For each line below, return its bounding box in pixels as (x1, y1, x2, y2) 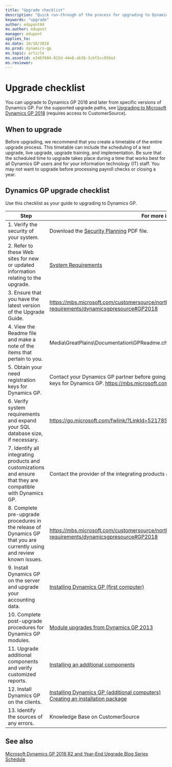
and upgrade (8, 583, 39, 590)
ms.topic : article (5, 50, 45, 56)
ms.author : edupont (5, 27, 47, 32)
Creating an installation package (49, 695, 127, 702)
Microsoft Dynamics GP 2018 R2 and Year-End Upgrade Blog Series (5, 751, 148, 757)
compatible (8, 483, 35, 490)
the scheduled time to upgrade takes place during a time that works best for (5, 155, 166, 161)
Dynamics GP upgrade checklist (5, 186, 110, 195)
